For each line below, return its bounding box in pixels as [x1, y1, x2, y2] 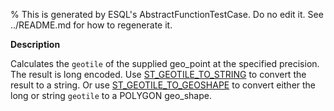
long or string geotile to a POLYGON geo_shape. [10, 90, 212, 101]
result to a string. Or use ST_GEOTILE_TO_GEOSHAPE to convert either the [10, 79, 317, 91]
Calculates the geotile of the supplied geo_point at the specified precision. [10, 58, 320, 69]
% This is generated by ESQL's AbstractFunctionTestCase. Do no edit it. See [10, 9, 324, 20]
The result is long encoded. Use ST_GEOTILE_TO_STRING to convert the [10, 69, 307, 80]
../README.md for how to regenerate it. [10, 19, 173, 31]
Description [10, 39, 61, 50]
